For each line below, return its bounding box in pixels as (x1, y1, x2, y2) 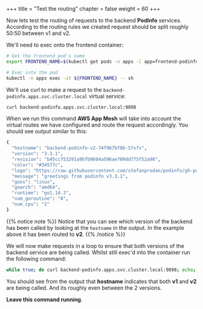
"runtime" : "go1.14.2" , (11, 190, 71, 196)
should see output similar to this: (6, 128, 88, 135)
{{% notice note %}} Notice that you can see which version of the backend (6, 217, 193, 225)
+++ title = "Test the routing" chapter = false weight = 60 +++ (6, 5, 161, 12)
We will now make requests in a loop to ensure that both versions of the (6, 242, 184, 249)
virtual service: (88, 92, 126, 100)
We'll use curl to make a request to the (6, 86, 102, 93)
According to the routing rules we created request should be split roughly (6, 24, 189, 30)
